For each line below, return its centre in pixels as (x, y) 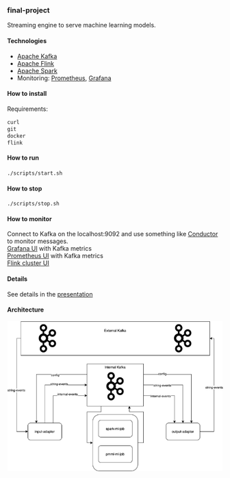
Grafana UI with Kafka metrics (50, 249)
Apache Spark (37, 71)
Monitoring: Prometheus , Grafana (64, 78)
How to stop (25, 188)
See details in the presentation (50, 294)
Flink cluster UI (28, 263)
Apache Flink (36, 63)
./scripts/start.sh (35, 173)
